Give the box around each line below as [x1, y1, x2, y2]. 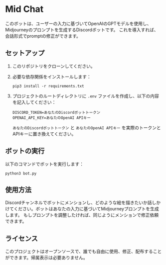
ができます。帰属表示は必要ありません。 [5, 255, 88, 261]
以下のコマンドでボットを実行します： [5, 161, 84, 167]
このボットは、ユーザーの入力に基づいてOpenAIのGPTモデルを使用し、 [5, 20, 152, 26]
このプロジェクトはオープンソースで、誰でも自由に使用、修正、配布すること [5, 249, 162, 255]
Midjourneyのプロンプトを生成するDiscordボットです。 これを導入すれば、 [5, 26, 159, 33]
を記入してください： [12, 99, 56, 105]
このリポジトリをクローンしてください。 [12, 63, 96, 69]
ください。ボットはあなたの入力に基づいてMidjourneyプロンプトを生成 [13, 206, 159, 212]
